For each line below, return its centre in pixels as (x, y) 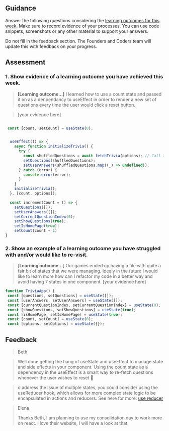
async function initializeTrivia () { (54, 147)
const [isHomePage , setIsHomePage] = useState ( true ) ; (65, 315)
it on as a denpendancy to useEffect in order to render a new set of (87, 99)
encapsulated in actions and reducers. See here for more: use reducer (90, 398)
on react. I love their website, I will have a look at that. (73, 423)
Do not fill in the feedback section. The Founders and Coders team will (78, 41)
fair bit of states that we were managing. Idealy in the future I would (88, 271)
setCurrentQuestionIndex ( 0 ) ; (45, 217)
